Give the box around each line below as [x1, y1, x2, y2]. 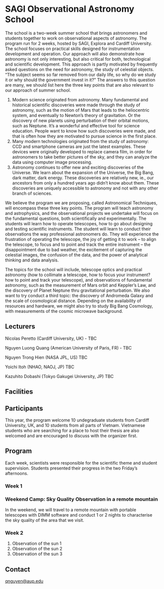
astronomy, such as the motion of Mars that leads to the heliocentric [12, 107, 150, 113]
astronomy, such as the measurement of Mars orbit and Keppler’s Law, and [5, 282, 156, 288]
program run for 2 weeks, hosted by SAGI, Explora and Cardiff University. [5, 40, 152, 46]
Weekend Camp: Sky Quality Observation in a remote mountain [5, 495, 158, 502]
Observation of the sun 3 [12, 551, 62, 557]
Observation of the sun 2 [12, 546, 62, 552]
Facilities [5, 388, 33, 396]
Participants [5, 404, 43, 412]
